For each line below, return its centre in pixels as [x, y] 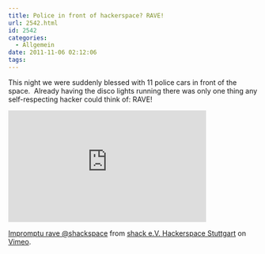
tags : [17, 60]
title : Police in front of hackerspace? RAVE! [86, 15]
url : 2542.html [33, 23]
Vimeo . [20, 241]
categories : [28, 38]
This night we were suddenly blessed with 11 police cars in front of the [123, 82]
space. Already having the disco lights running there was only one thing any [133, 90]
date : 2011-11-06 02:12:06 [53, 52]
